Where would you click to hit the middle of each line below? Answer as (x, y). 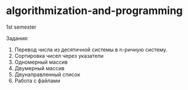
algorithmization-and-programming (95, 11)
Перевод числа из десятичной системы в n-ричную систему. (91, 49)
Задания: (17, 38)
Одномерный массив (41, 62)
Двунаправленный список (47, 74)
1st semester (21, 27)
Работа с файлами (37, 81)
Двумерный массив (40, 68)
